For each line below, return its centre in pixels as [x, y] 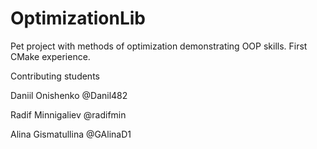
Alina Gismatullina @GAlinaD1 [71, 134]
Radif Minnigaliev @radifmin [68, 114]
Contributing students [55, 76]
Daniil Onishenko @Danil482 [69, 95]
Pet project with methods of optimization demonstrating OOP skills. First [159, 46]
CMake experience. [50, 56]
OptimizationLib [78, 18]
